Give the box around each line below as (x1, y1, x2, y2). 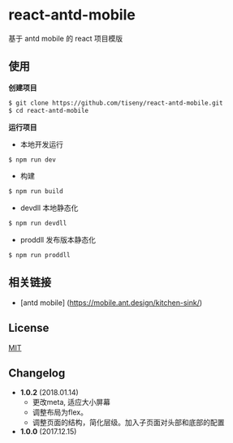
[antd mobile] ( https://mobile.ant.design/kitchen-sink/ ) (19, 298, 203, 308)
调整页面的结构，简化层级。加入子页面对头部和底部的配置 (32, 418, 225, 428)
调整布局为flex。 (32, 407, 88, 417)
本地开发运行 (19, 140, 63, 149)
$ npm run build (8, 187, 63, 196)
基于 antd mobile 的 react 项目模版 (8, 33, 123, 43)
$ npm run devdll (8, 219, 67, 228)
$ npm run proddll (8, 252, 71, 260)
